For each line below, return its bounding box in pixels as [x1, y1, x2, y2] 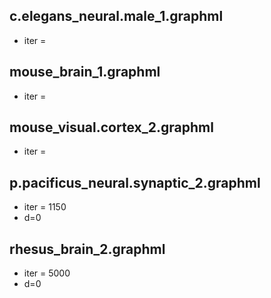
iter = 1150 [23, 201, 67, 213]
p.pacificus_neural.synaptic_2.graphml [9, 174, 261, 191]
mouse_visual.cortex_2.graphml [9, 119, 214, 136]
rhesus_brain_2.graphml [9, 240, 166, 258]
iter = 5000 [23, 267, 71, 279]
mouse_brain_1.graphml [9, 64, 161, 81]
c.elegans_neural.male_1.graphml [9, 8, 224, 25]
